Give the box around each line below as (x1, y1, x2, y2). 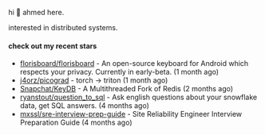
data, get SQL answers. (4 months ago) (19, 101, 150, 110)
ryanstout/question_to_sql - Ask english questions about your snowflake (19, 92, 258, 102)
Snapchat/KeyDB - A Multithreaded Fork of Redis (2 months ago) (19, 84, 234, 94)
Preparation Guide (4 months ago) (19, 118, 132, 127)
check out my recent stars (8, 40, 97, 51)
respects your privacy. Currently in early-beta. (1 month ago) (19, 67, 220, 77)
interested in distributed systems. (8, 23, 118, 32)
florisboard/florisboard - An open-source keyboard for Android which (19, 59, 249, 68)
